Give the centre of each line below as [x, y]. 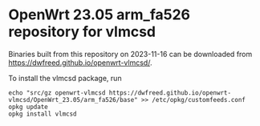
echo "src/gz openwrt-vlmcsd [57, 93]
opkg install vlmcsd [43, 114]
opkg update [28, 107]
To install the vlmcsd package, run [65, 78]
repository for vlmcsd [82, 32]
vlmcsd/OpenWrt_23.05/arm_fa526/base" [73, 100]
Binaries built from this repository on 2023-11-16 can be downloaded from [130, 54]
